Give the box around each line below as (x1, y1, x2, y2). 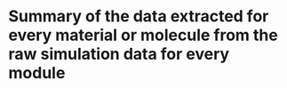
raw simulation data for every (8, 44, 230, 64)
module (8, 63, 66, 84)
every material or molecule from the (8, 25, 279, 45)
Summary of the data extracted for (8, 6, 269, 27)
